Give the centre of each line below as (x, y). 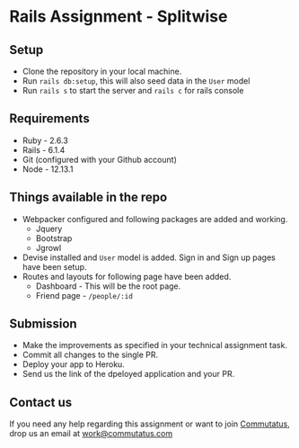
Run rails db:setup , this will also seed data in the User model (136, 81)
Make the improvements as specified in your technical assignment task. (154, 345)
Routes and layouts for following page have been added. (127, 276)
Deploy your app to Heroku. (74, 364)
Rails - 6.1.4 (44, 149)
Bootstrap (54, 238)
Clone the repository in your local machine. (102, 71)
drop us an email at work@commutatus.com (91, 434)
